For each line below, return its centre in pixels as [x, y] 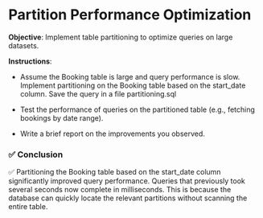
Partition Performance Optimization [130, 15]
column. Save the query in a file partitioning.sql [98, 93]
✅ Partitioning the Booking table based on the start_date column [115, 172]
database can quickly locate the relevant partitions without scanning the [128, 198]
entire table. [28, 207]
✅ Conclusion [36, 154]
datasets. [24, 45]
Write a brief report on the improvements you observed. [112, 134]
